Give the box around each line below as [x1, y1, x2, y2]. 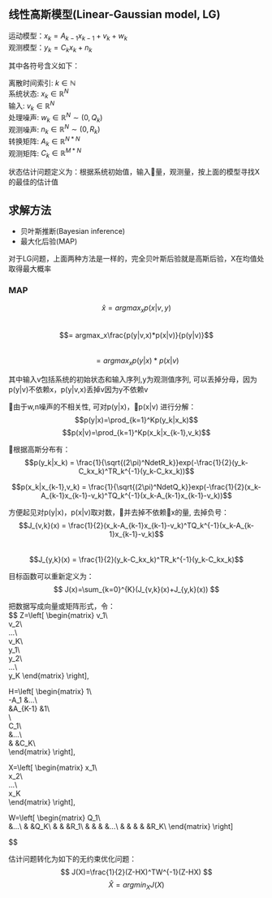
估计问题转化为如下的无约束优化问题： [8, 853, 136, 863]
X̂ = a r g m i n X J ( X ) [108, 879, 165, 892]
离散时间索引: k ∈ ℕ [8, 78, 76, 88]
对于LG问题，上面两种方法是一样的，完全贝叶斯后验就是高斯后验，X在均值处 [8, 253, 265, 263]
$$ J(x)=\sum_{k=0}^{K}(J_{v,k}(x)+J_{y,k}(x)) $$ [53, 584, 220, 594]
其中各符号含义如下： [8, 61, 80, 71]
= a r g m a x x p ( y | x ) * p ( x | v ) [96, 356, 179, 367]
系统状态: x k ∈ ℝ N [8, 88, 69, 100]
